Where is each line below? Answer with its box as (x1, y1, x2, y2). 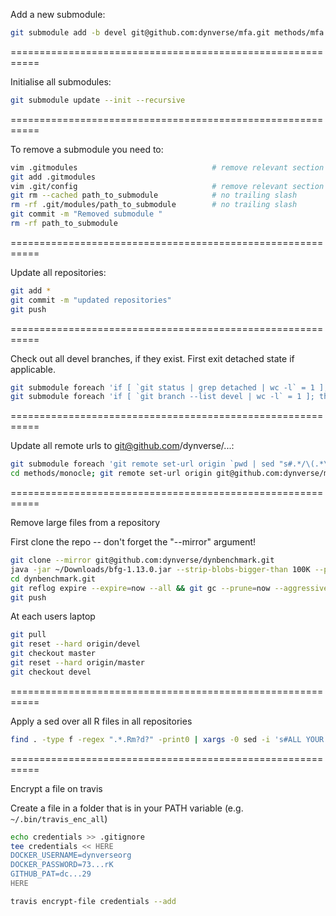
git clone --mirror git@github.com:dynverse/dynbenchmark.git (10, 555, 275, 565)
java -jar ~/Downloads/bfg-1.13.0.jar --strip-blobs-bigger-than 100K (10, 564, 311, 574)
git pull (10, 630, 47, 640)
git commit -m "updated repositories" (10, 295, 172, 305)
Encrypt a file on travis (10, 782, 103, 794)
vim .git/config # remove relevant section (10, 181, 325, 191)
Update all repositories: (10, 266, 107, 278)
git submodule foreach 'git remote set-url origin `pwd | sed (10, 459, 275, 469)
